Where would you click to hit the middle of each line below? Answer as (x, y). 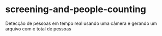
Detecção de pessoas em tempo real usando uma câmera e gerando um (81, 23)
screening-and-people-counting (76, 9)
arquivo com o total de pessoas (38, 28)
